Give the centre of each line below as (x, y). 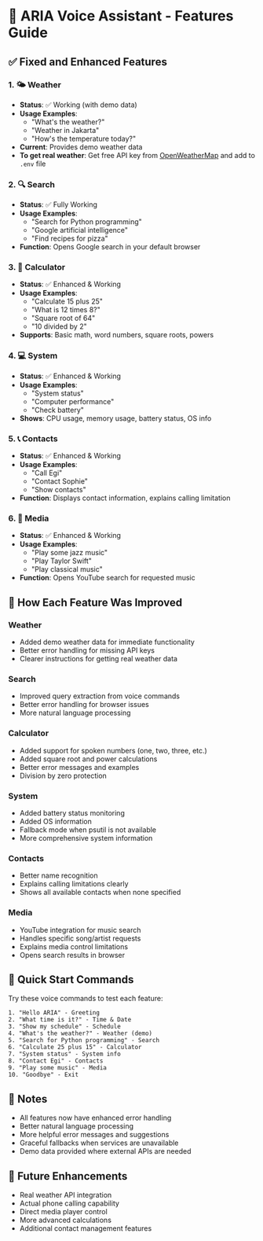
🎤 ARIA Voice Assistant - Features (121, 16)
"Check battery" (58, 410)
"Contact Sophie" (60, 481)
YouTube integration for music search (80, 930)
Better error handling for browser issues (84, 705)
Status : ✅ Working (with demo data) (78, 105)
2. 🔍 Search (31, 184)
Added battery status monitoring (72, 812)
